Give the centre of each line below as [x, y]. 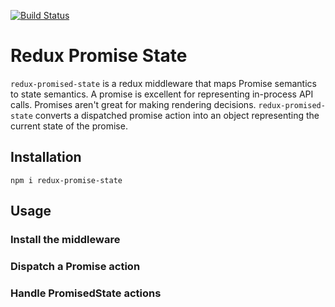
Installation [46, 157]
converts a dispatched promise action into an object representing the [177, 115]
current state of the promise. [69, 126]
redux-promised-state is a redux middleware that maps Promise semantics [163, 83]
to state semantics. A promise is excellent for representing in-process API [162, 94]
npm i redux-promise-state [66, 180]
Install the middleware [65, 240]
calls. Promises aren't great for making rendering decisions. [133, 104]
